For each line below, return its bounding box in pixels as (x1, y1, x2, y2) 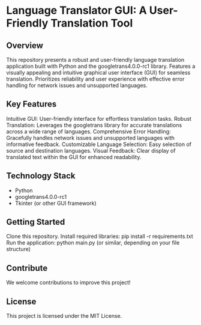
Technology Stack (6, 171, 76, 181)
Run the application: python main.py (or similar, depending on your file (6, 239, 180, 246)
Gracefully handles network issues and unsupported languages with (6, 134, 175, 141)
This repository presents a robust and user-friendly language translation (6, 56, 185, 63)
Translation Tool (50, 16, 133, 30)
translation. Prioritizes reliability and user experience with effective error (6, 76, 185, 82)
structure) (6, 246, 31, 253)
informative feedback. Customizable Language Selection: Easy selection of (6, 141, 192, 148)
